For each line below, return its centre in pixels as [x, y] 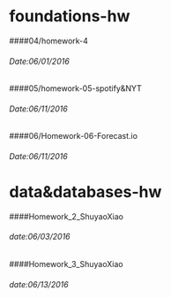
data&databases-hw [85, 192]
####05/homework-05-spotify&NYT [76, 88]
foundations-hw [70, 16]
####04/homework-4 [48, 41]
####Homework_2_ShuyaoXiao [66, 216]
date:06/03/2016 [40, 237]
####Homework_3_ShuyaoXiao [66, 264]
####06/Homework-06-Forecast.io [74, 136]
